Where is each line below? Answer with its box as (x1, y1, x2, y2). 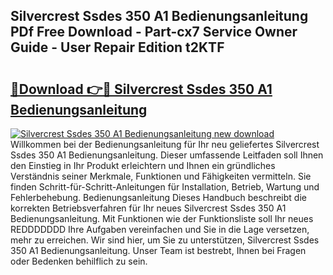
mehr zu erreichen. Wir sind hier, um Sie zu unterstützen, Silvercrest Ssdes (10, 234, 320, 246)
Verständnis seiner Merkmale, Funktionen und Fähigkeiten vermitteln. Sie (10, 170, 312, 182)
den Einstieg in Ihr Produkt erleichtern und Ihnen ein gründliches (10, 160, 276, 171)
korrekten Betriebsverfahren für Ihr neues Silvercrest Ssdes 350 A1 (10, 202, 287, 214)
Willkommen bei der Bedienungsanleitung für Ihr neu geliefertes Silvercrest (10, 139, 320, 150)
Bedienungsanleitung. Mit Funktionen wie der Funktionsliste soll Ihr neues (10, 213, 314, 224)
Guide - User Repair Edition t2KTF (10, 39, 225, 56)
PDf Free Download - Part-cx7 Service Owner (10, 24, 298, 41)
